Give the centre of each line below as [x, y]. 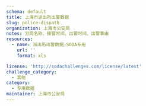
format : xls [31, 56]
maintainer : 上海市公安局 [36, 94]
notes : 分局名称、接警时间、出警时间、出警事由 [58, 34]
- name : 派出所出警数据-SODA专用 [49, 45]
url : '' [26, 50]
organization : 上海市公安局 [38, 28]
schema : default [26, 12]
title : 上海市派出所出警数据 [38, 17]
